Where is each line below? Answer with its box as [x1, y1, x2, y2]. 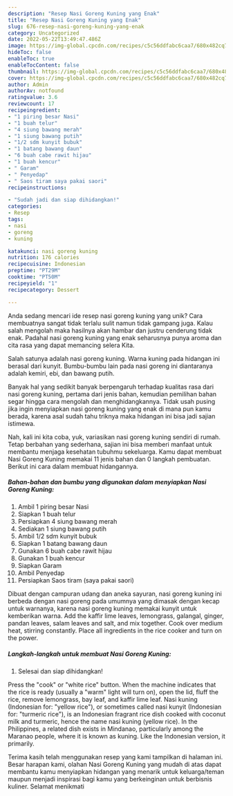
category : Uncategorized [8, 29, 80, 37]
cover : [8, 74, 27, 82]
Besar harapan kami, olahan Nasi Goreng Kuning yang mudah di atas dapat [8, 760, 222, 769]
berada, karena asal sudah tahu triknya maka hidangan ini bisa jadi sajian [8, 412, 216, 420]
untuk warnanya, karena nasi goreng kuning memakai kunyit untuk [8, 604, 198, 613]
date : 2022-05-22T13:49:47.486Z [8, 36, 101, 43]
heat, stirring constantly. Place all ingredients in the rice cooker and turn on [8, 626, 222, 635]
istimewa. [8, 419, 35, 427]
